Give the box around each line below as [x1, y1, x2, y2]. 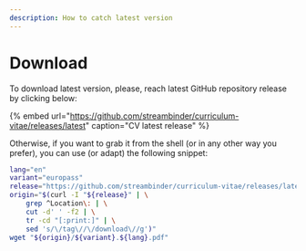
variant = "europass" [9, 173, 84, 183]
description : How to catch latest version [9, 13, 173, 23]
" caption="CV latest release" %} [85, 120, 209, 131]
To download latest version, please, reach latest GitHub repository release [9, 83, 288, 94]
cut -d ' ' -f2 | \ [25, 207, 96, 216]
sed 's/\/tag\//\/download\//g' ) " [25, 225, 157, 234]
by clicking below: [9, 92, 77, 103]
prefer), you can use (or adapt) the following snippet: [9, 147, 208, 158]
